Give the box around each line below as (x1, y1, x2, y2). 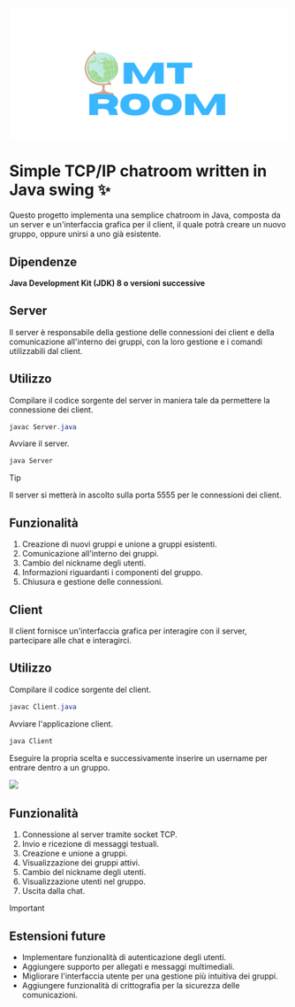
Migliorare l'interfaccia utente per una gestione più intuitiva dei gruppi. (21, 971, 278, 981)
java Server (9, 457, 53, 465)
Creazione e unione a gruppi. (21, 848, 128, 859)
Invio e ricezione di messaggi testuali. (21, 839, 159, 849)
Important (9, 903, 45, 913)
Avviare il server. (9, 438, 70, 449)
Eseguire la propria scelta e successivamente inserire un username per (9, 752, 268, 763)
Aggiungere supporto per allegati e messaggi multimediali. (21, 962, 235, 972)
